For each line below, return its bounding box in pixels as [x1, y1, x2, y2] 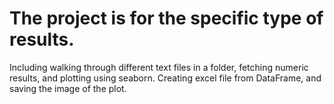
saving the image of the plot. [9, 82, 127, 94]
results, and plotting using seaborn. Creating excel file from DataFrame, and [9, 72, 322, 84]
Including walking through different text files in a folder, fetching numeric [9, 61, 309, 73]
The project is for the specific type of [9, 7, 324, 30]
